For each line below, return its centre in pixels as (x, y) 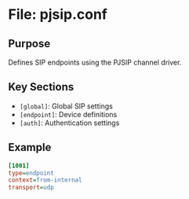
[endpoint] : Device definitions (68, 114)
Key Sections (41, 87)
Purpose (29, 44)
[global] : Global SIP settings (66, 106)
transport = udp (31, 188)
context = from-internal (45, 180)
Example (30, 147)
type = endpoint (31, 173)
